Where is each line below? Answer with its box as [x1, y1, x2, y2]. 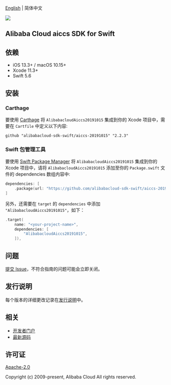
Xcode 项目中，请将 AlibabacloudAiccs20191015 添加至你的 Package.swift [5, 165, 160, 171]
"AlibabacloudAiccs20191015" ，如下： [5, 207, 85, 213]
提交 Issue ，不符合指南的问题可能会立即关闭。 [5, 266, 103, 272]
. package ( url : [14, 186, 44, 191]
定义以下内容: [39, 123, 68, 129]
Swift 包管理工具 [5, 146, 46, 153]
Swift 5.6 [12, 73, 32, 79]
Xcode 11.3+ [12, 67, 38, 73]
